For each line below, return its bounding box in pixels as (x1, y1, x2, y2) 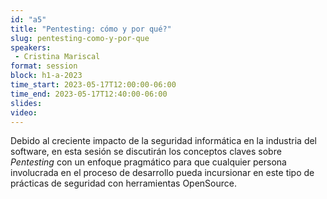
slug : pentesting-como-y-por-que (10, 33, 150, 43)
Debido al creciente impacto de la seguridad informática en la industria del (10, 135, 318, 147)
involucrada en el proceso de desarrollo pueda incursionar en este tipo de (10, 167, 315, 179)
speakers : (10, 42, 52, 53)
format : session (10, 61, 78, 71)
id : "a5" (10, 14, 47, 25)
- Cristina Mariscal (14, 52, 101, 62)
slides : (10, 98, 43, 108)
